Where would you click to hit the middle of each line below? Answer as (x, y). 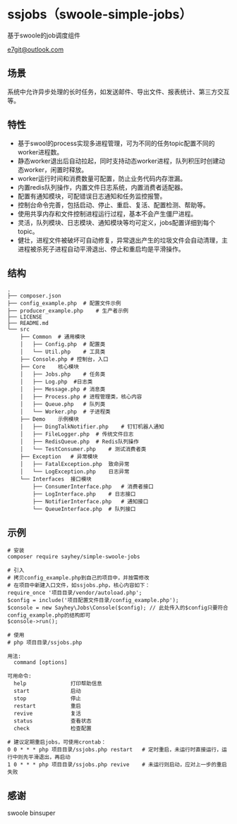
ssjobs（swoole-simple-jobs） (100, 14)
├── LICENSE (25, 317)
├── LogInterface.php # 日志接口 (84, 494)
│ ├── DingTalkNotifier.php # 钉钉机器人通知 (92, 427)
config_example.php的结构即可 (49, 615)
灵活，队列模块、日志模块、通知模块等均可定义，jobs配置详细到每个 (116, 222)
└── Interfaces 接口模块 (56, 479)
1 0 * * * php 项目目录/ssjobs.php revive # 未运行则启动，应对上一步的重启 (117, 765)
